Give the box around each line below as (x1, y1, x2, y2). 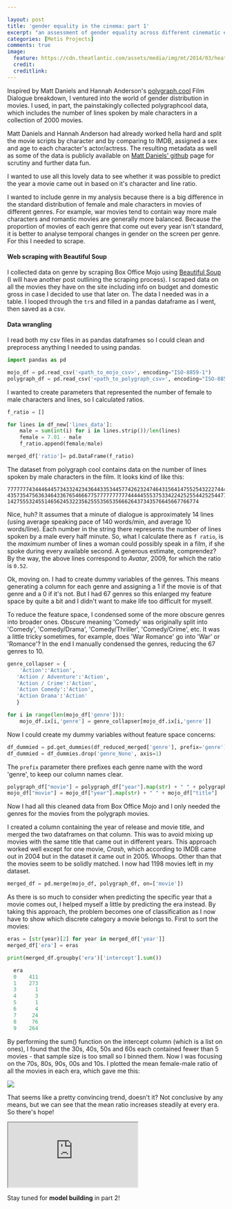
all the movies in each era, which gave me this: (7, 1067, 140, 1075)
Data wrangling (7, 321, 52, 329)
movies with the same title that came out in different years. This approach (7, 837, 217, 846)
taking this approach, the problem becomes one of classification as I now (7, 908, 216, 916)
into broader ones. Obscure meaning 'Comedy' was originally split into (7, 618, 208, 626)
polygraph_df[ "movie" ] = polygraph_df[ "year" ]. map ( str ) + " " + (7, 783, 196, 790)
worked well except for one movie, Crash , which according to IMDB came (7, 845, 217, 853)
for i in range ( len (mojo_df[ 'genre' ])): (7, 712, 126, 718)
